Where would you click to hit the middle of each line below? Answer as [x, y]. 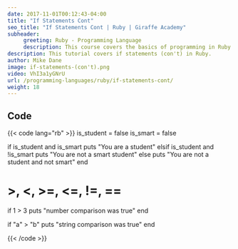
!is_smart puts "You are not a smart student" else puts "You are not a [108, 155]
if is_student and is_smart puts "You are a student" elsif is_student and [111, 147]
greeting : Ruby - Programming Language [82, 41]
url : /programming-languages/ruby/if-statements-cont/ [90, 80]
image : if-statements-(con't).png [59, 67]
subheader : [24, 34]
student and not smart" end [48, 162]
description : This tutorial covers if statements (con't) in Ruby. [110, 54]
